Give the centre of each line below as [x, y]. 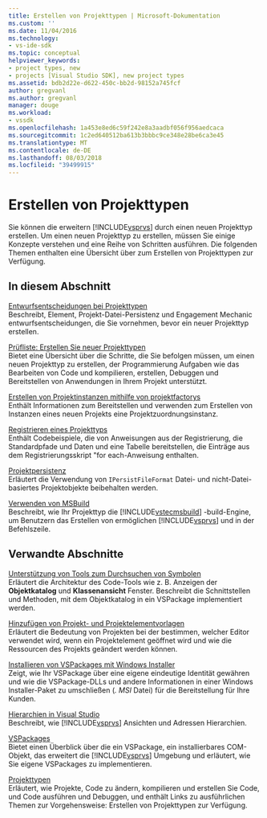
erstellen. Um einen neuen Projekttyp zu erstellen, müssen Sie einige [122, 236]
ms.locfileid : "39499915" [51, 166]
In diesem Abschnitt [59, 286]
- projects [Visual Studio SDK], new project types [96, 76]
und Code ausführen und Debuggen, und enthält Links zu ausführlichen [127, 796]
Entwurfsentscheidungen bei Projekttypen [78, 305]
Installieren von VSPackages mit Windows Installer [92, 665]
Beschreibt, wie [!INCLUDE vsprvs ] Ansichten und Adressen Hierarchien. [127, 722]
